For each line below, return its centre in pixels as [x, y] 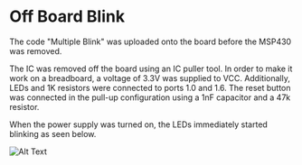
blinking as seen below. [53, 133]
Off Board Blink [67, 17]
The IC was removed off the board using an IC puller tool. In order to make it [151, 69]
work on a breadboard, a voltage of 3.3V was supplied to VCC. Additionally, [150, 78]
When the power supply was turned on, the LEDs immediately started [139, 124]
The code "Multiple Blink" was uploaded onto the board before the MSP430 [151, 41]
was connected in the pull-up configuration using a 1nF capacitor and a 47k [150, 97]
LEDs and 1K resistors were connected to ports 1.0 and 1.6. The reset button [150, 87]
